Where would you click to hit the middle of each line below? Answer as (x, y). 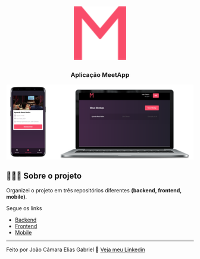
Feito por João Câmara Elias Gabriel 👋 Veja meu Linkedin (76, 249)
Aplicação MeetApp (100, 74)
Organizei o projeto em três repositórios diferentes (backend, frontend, (94, 190)
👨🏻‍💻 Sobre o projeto (44, 176)
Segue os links (24, 208)
